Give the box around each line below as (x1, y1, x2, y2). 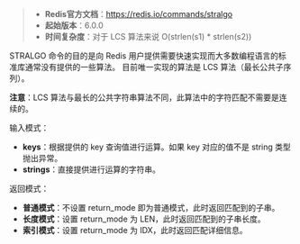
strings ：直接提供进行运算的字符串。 (22, 164, 160, 175)
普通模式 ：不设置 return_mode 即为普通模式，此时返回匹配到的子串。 (22, 203, 280, 212)
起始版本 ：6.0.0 (44, 20, 104, 31)
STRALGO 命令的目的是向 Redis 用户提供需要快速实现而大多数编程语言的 (9, 50, 279, 61)
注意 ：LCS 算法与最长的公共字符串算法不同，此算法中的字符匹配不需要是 (9, 92, 279, 103)
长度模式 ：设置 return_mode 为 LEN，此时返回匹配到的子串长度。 (22, 213, 266, 224)
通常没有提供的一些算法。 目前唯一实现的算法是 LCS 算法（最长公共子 (24, 62, 284, 72)
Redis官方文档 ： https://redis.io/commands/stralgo (44, 9, 232, 19)
